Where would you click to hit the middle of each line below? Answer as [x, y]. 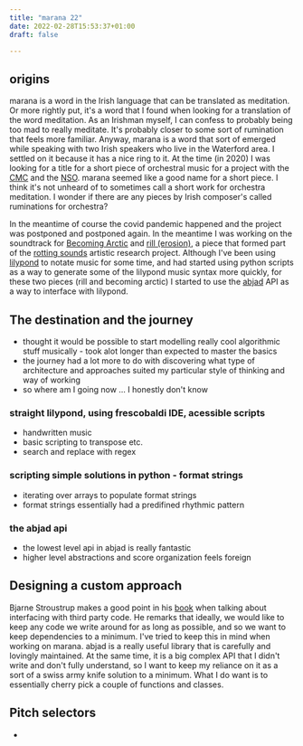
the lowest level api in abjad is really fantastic [107, 547]
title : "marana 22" [46, 18]
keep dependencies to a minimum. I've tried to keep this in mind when [140, 636]
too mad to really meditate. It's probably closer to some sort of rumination [147, 130]
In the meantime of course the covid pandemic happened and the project [146, 224]
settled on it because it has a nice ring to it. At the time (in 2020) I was [140, 158]
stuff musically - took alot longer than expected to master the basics [150, 351]
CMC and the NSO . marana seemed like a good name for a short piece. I [144, 178]
